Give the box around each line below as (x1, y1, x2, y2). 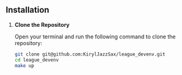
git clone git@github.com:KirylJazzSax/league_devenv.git (14, 51, 166, 57)
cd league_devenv (14, 57, 59, 63)
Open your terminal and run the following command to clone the (14, 33, 176, 40)
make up (14, 62, 34, 69)
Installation (5, 5, 49, 15)
